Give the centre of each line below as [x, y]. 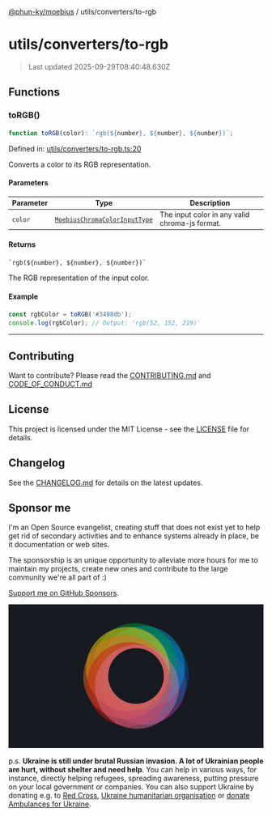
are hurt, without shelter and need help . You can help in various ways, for [133, 769]
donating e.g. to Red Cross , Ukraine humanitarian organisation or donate [129, 795]
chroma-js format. [190, 223]
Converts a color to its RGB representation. [80, 164]
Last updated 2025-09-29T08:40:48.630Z [99, 66]
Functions [34, 92]
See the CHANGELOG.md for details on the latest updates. [106, 482]
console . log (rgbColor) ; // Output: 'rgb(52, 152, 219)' [104, 323]
